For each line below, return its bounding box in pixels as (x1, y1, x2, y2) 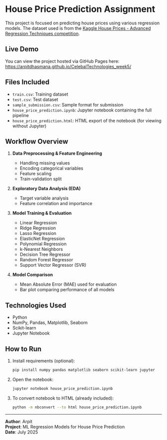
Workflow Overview (5, 137, 69, 145)
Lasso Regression (19, 230, 57, 236)
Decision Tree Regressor (19, 251, 71, 257)
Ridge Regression (19, 225, 56, 231)
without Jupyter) (12, 123, 47, 129)
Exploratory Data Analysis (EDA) (12, 186, 81, 192)
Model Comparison (12, 272, 53, 278)
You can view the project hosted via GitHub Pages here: (5, 58, 120, 64)
